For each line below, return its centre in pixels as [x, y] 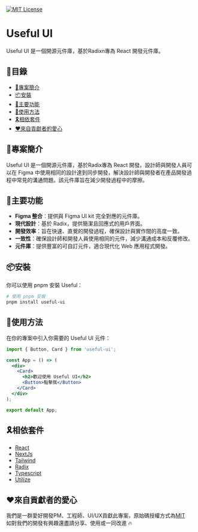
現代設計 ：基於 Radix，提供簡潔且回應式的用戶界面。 [80, 224]
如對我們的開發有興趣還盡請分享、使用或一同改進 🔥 [69, 523]
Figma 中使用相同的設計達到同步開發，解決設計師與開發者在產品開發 [102, 172]
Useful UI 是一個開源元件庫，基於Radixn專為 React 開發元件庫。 [85, 50]
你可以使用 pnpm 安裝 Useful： [45, 285]
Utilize [23, 480]
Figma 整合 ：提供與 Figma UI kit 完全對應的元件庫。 [79, 216]
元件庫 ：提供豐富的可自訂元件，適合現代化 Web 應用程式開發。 [93, 246]
